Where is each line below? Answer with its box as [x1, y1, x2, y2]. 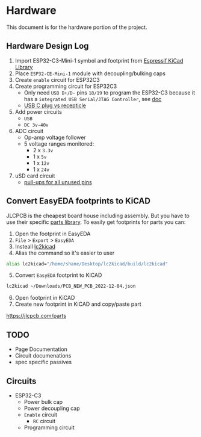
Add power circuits [14, 108, 62, 115]
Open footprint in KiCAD [14, 294, 75, 302]
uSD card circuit [14, 172, 55, 179]
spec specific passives [14, 359, 72, 366]
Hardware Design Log [6, 41, 89, 51]
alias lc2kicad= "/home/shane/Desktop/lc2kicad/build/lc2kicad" [6, 261, 169, 267]
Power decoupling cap [23, 404, 80, 412]
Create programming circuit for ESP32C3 [14, 82, 117, 90]
